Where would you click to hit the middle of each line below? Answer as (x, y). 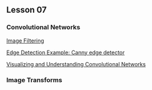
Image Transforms (34, 80)
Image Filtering (25, 40)
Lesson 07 (27, 10)
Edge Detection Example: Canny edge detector (66, 52)
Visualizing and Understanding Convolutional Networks (76, 64)
